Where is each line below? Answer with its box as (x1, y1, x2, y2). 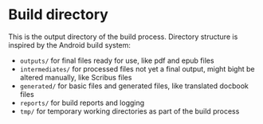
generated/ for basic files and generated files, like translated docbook (19, 81, 249, 91)
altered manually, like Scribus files (19, 72, 132, 82)
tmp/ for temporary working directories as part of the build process (19, 106, 240, 116)
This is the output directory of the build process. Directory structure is (8, 32, 238, 41)
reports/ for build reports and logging (19, 98, 145, 107)
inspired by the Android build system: (8, 40, 131, 49)
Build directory (8, 6, 109, 24)
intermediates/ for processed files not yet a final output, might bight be (19, 64, 255, 73)
